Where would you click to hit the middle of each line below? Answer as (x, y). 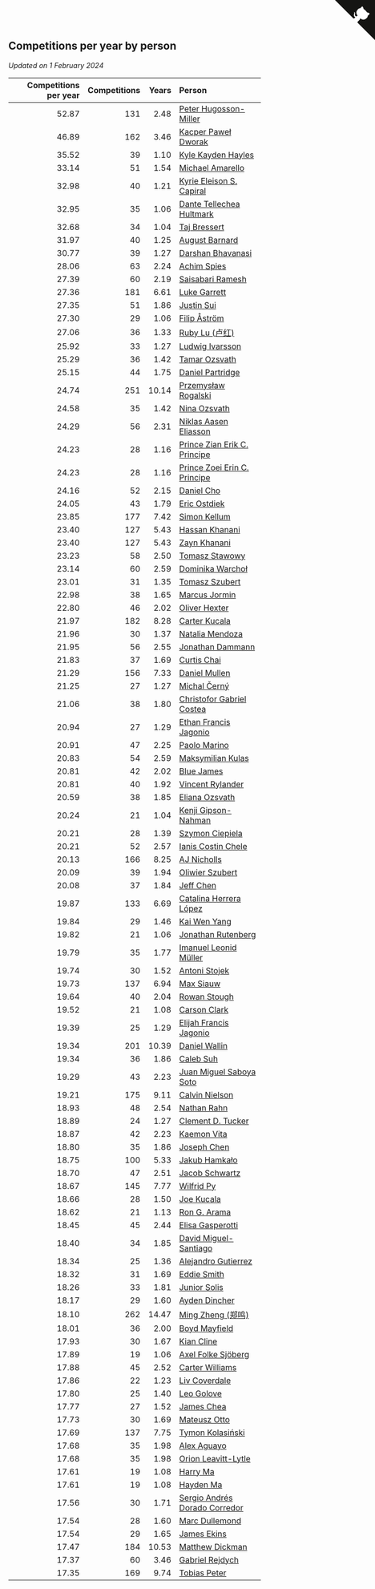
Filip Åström (202, 318)
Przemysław (202, 385)
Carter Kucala (205, 621)
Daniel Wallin (204, 1045)
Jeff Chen (198, 885)
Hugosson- (224, 108)
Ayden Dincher (207, 1300)
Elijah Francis (204, 1022)
